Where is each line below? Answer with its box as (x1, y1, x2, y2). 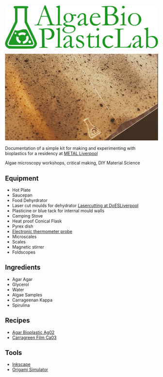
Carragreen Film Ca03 (12, 335, 57, 340)
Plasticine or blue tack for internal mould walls (12, 208, 105, 214)
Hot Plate (12, 187, 31, 193)
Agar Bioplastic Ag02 (12, 329, 55, 335)
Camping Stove (12, 213, 43, 218)
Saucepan (12, 192, 33, 198)
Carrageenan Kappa (12, 297, 53, 303)
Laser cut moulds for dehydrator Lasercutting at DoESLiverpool (12, 202, 139, 208)
